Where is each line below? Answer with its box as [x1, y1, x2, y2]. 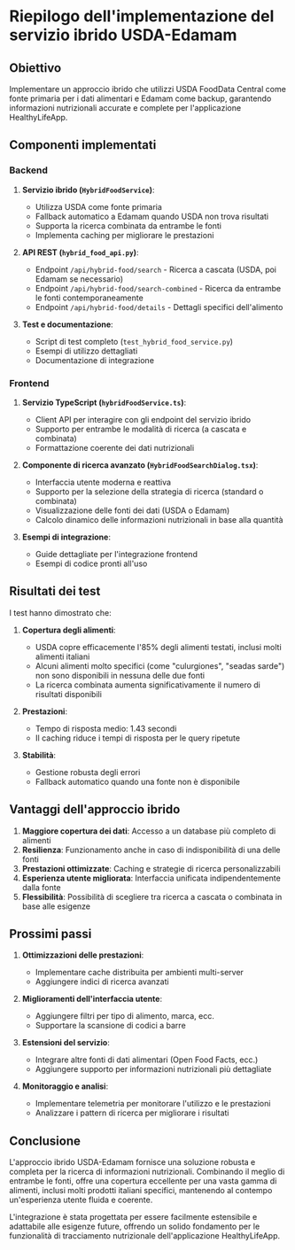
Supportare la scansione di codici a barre [35, 1021, 186, 1031]
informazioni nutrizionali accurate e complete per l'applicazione [9, 103, 242, 113]
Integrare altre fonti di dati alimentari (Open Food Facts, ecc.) [35, 1054, 259, 1065]
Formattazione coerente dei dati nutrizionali [35, 442, 195, 453]
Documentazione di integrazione [35, 354, 155, 365]
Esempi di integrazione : [21, 532, 111, 542]
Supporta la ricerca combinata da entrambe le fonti [35, 220, 221, 231]
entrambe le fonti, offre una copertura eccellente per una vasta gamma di [9, 1176, 277, 1186]
